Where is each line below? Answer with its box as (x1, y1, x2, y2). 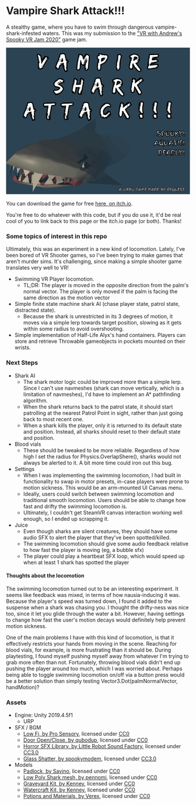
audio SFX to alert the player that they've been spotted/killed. (23, 534, 171, 541)
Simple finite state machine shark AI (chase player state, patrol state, (14, 301, 180, 308)
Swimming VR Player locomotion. (14, 275, 94, 282)
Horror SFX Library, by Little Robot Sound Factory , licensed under (23, 743, 181, 750)
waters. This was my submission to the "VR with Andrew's (42, 29, 183, 36)
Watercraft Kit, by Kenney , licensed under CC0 (23, 786, 135, 793)
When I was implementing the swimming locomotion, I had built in (23, 472, 181, 479)
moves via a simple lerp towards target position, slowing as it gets (23, 319, 182, 326)
